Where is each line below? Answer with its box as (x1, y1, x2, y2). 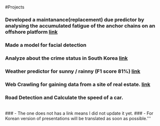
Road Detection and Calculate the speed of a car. (5, 94, 123, 101)
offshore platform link (5, 28, 58, 35)
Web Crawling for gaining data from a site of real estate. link (5, 81, 151, 87)
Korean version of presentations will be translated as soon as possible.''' (5, 115, 151, 121)
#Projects (5, 4, 24, 10)
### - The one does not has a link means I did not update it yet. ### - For (5, 110, 154, 116)
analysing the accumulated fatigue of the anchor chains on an (5, 22, 156, 29)
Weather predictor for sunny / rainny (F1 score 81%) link (5, 68, 140, 75)
